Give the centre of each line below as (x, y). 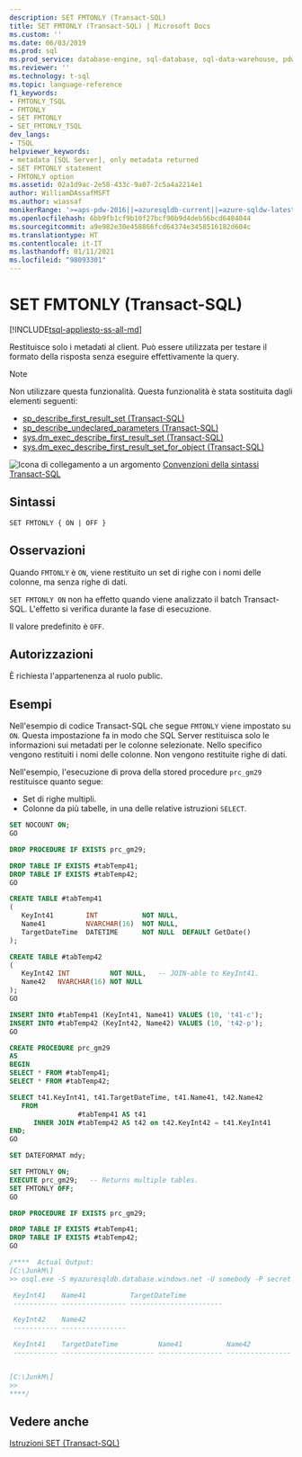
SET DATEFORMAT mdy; (48, 1156)
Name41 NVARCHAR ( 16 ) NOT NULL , (100, 924)
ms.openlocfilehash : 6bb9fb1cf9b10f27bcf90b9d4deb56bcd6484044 (130, 218)
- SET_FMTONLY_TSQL (46, 127)
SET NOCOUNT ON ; (40, 825)
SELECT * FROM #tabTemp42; (60, 1082)
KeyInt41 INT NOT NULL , (100, 916)
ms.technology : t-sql (50, 76)
